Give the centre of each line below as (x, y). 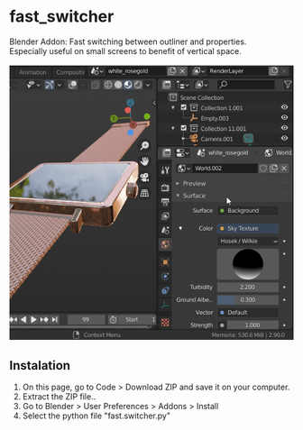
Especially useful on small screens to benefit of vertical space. (125, 50)
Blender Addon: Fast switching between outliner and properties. (128, 41)
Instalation (40, 366)
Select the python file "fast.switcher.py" (96, 416)
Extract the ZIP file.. (59, 397)
